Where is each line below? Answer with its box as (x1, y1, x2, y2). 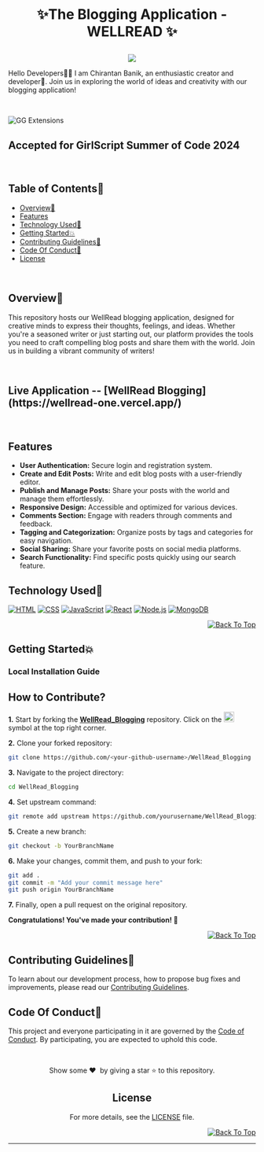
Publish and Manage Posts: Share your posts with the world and (19, 486, 230, 495)
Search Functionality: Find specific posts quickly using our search (19, 553, 236, 562)
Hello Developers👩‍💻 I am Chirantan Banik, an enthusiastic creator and (8, 68, 234, 78)
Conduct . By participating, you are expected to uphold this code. (8, 1034, 218, 1043)
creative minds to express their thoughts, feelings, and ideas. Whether (8, 321, 236, 330)
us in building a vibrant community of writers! (8, 346, 155, 355)
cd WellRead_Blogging (8, 783, 79, 791)
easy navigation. (19, 536, 73, 546)
